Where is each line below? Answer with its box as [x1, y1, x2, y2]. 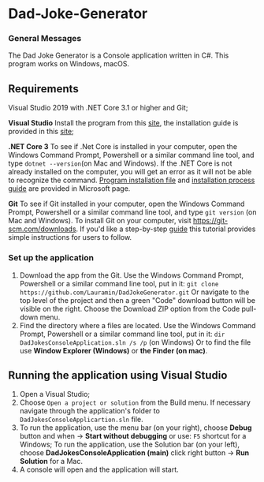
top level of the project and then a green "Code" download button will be [19, 295, 256, 305]
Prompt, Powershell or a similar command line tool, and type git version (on [8, 207, 257, 217]
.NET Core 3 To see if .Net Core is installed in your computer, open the [8, 142, 238, 151]
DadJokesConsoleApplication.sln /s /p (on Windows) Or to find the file [19, 337, 251, 347]
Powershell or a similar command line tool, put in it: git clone [19, 278, 219, 288]
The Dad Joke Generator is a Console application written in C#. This [8, 50, 229, 60]
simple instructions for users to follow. [8, 233, 132, 242]
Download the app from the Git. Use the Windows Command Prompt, [19, 270, 244, 280]
